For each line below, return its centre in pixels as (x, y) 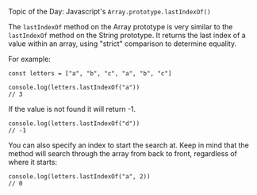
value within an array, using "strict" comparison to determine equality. (122, 44)
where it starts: (33, 162)
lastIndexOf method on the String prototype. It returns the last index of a (127, 35)
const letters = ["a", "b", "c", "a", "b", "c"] (90, 74)
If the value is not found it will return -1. (72, 109)
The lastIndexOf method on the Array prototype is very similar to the (121, 27)
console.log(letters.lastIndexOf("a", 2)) (79, 177)
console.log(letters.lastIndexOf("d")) (74, 124)
